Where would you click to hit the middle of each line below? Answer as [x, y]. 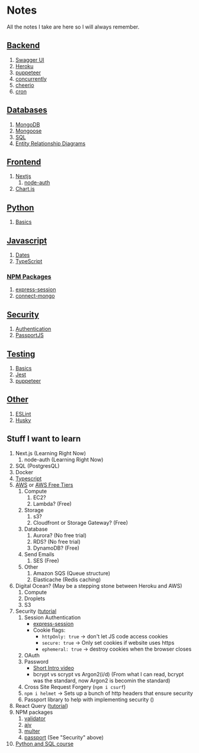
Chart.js [25, 189]
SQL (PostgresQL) [37, 466]
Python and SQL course [44, 743]
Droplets [35, 598]
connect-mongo [35, 296]
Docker [24, 472]
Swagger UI [30, 59]
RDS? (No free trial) [57, 541]
